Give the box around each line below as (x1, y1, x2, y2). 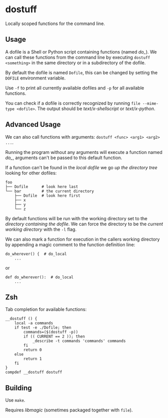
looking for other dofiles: (5, 170, 57, 176)
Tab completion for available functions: (5, 306, 87, 312)
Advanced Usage (5, 120, 61, 129)
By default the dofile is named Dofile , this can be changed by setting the (5, 69, 158, 75)
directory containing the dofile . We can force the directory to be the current (5, 221, 163, 227)
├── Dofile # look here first (14, 193, 81, 198)
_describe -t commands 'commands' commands (32, 338, 126, 344)
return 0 (23, 348, 42, 353)
